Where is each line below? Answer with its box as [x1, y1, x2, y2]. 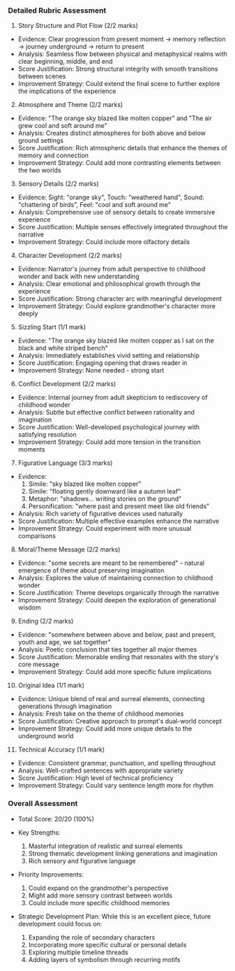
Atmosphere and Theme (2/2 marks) [17, 101, 123, 109]
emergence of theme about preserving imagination [17, 566, 165, 575]
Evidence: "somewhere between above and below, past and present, [17, 631, 216, 639]
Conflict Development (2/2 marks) [17, 380, 116, 388]
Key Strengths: [17, 828, 61, 837]
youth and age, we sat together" [17, 638, 111, 647]
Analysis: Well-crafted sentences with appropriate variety [17, 766, 183, 775]
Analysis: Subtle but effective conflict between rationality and [17, 408, 195, 417]
